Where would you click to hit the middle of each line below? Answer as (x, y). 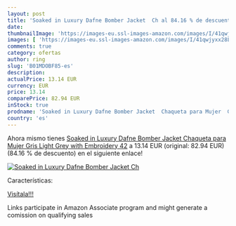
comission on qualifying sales (50, 215)
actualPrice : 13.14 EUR (42, 79)
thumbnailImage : (31, 33)
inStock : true (28, 105)
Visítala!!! (20, 194)
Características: (30, 180)
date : (15, 27)
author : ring (26, 60)
